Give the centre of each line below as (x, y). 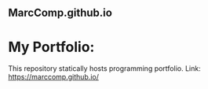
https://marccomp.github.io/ (54, 77)
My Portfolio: (51, 47)
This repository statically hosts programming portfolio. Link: (105, 69)
